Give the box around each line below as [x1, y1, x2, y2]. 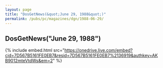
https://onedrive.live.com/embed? [64, 47, 133, 53]
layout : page [5, 7, 32, 12]
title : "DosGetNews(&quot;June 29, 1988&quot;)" [5, 12, 106, 17]
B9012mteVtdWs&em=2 [5, 58, 53, 64]
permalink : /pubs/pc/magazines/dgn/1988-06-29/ [5, 16, 104, 21]
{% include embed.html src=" [5, 47, 65, 53]
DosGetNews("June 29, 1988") [5, 34, 101, 43]
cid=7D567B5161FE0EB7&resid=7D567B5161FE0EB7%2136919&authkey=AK [5, 52, 158, 59]
